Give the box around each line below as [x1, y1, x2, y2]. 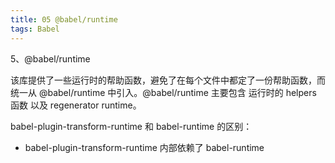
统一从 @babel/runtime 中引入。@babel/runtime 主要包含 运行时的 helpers [10, 86, 317, 98]
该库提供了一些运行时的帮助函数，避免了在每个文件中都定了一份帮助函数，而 [10, 74, 326, 86]
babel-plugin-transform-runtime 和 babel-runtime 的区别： [10, 120, 253, 132]
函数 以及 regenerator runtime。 [10, 99, 142, 111]
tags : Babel [10, 24, 60, 34]
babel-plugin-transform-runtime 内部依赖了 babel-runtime [24, 141, 265, 153]
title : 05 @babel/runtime [10, 14, 118, 25]
